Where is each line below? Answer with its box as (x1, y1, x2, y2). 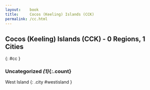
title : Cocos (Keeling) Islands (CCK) (5, 12, 94, 17)
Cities (5, 43, 24, 51)
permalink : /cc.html (5, 16, 48, 21)
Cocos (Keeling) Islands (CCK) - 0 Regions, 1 (5, 35, 146, 43)
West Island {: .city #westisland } (5, 79, 73, 85)
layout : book (5, 7, 39, 12)
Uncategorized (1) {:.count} (5, 68, 72, 75)
